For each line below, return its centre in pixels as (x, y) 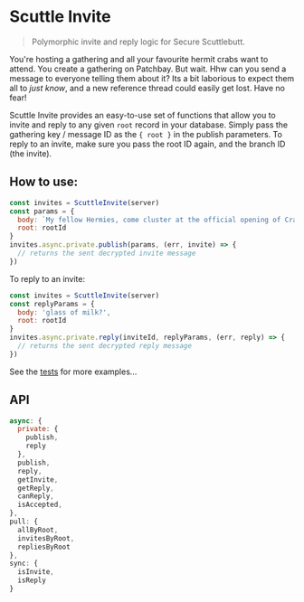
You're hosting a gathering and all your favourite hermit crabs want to (139, 59)
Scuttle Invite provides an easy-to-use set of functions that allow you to (142, 115)
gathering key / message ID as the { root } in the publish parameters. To (146, 134)
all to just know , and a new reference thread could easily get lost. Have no (147, 88)
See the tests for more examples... (73, 372)
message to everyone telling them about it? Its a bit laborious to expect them (152, 78)
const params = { (42, 211)
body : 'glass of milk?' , (64, 312)
